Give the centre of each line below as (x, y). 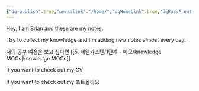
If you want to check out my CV (44, 70)
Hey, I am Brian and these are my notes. (55, 28)
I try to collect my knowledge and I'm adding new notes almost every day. (96, 39)
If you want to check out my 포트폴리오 (53, 82)
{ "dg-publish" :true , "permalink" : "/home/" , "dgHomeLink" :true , (83, 11)
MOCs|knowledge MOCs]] (38, 58)
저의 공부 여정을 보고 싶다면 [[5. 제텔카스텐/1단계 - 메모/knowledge (84, 52)
